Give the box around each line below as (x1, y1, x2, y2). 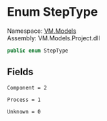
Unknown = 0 (7, 108, 41, 115)
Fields (7, 66, 34, 78)
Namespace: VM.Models (7, 27, 76, 35)
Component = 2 (7, 84, 48, 91)
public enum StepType (7, 47, 69, 54)
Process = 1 (7, 96, 41, 103)
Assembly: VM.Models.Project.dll (7, 33, 100, 42)
